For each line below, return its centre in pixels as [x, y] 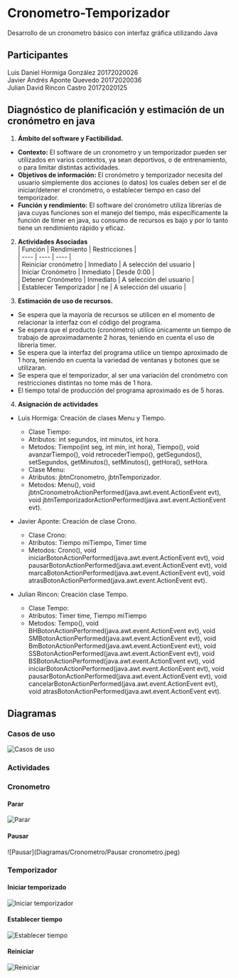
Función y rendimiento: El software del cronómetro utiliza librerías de [120, 205]
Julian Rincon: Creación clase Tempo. [73, 594]
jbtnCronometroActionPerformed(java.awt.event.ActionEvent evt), [125, 492]
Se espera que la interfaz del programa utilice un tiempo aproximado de [123, 352]
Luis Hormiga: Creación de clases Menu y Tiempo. [92, 417]
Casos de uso [31, 734]
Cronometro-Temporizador [89, 13]
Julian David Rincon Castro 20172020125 [67, 88]
